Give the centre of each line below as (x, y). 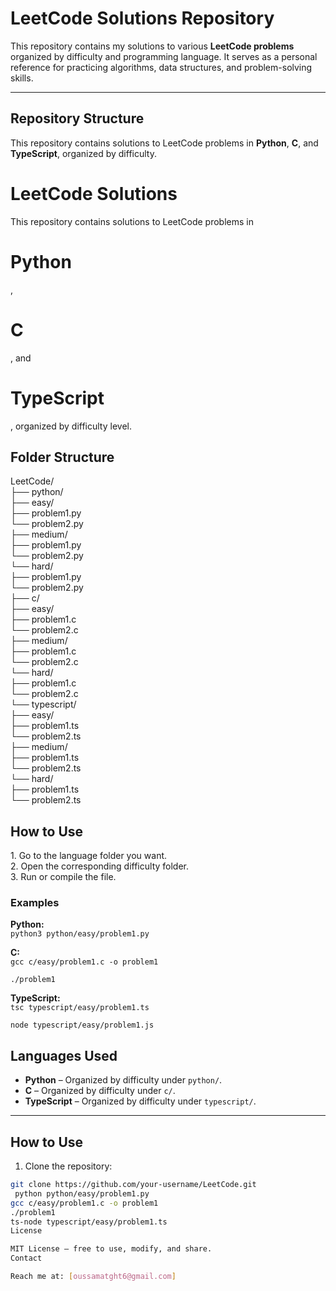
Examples (35, 903)
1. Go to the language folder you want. (89, 856)
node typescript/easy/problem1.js (82, 1025)
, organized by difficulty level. (71, 426)
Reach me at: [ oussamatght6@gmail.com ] (93, 1277)
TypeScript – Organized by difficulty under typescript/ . (140, 1101)
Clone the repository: (68, 1166)
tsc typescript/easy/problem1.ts (80, 1008)
